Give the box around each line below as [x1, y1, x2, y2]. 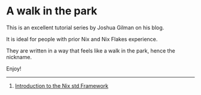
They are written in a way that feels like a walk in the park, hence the [6, 47, 175, 54]
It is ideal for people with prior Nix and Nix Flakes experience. [6, 35, 158, 42]
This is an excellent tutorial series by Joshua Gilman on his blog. [6, 24, 165, 31]
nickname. [6, 53, 32, 60]
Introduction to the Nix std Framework [14, 82, 109, 89]
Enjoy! [6, 65, 22, 72]
